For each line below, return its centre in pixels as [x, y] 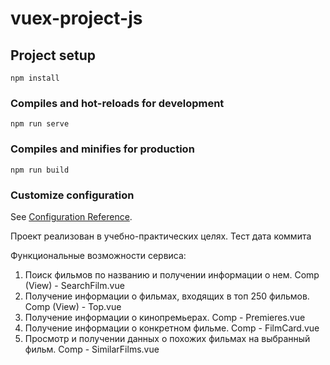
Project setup [53, 55]
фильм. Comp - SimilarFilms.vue [92, 349]
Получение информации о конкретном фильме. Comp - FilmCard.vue [172, 328]
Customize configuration [72, 195]
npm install [35, 78]
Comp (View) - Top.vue [73, 306]
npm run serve [40, 124]
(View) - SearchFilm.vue [74, 285]
